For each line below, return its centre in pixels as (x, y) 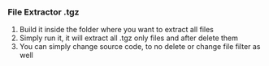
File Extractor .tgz (43, 12)
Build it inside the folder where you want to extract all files (117, 30)
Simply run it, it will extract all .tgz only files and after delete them (129, 38)
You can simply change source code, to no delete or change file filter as (140, 47)
